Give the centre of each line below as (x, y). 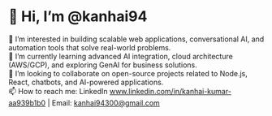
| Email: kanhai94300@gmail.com (104, 103)
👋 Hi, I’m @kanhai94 (78, 17)
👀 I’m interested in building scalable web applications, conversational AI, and (136, 39)
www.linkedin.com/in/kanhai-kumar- (170, 91)
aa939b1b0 (27, 103)
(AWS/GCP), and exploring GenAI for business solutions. (103, 65)
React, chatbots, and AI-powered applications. (86, 82)
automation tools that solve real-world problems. (90, 47)
